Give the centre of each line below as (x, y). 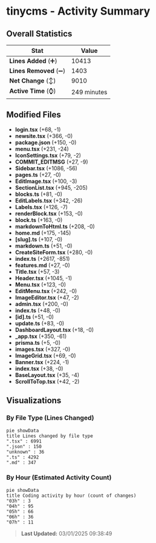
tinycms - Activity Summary (78, 11)
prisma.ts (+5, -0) (38, 342)
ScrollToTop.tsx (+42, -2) (47, 381)
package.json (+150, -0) (46, 142)
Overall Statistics (39, 34)
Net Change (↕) (33, 81)
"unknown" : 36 (25, 452)
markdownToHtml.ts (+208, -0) (55, 226)
